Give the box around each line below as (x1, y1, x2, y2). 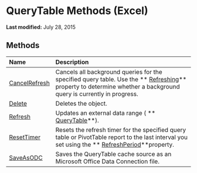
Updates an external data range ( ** (55, 108, 156, 117)
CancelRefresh (9, 79, 50, 87)
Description (55, 57, 89, 66)
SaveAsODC (9, 154, 43, 162)
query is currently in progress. (55, 90, 139, 98)
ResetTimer (9, 133, 41, 141)
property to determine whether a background (55, 82, 180, 90)
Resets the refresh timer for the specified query (55, 125, 186, 134)
